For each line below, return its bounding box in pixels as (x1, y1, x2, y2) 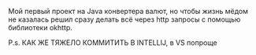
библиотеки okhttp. (8, 23, 73, 32)
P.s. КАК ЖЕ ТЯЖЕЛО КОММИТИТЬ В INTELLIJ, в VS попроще (8, 38, 218, 47)
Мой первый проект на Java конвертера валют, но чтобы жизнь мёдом (8, 7, 249, 15)
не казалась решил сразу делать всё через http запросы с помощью (8, 15, 241, 24)
